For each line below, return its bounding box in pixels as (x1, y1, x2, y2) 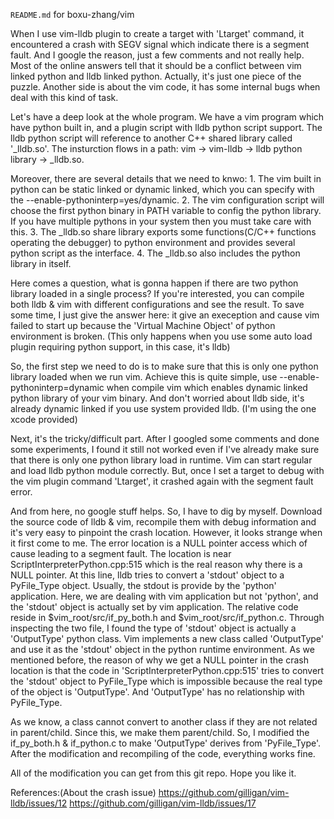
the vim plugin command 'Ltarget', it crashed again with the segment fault (10, 475, 314, 487)
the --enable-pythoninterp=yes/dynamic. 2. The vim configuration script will (10, 194, 325, 206)
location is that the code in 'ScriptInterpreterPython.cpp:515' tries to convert (10, 665, 325, 676)
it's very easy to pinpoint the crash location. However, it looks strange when (10, 527, 323, 538)
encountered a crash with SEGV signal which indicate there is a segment (10, 39, 310, 50)
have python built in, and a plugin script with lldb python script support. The (10, 122, 323, 133)
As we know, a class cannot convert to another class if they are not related (10, 716, 318, 728)
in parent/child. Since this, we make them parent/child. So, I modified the (10, 727, 310, 738)
